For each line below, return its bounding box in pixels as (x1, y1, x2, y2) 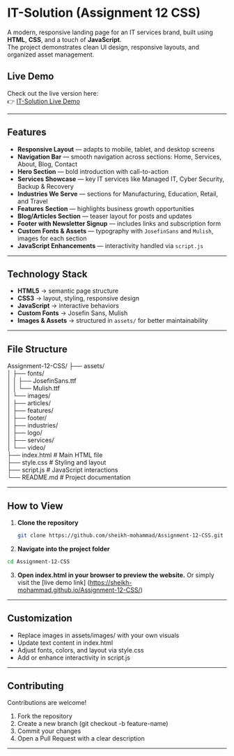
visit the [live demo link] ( (17, 578, 91, 586)
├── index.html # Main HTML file (7, 451, 103, 459)
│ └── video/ (7, 444, 46, 452)
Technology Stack (7, 268, 88, 280)
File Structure (7, 343, 68, 355)
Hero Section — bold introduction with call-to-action (17, 167, 169, 175)
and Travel (17, 197, 48, 205)
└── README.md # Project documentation (7, 473, 131, 481)
